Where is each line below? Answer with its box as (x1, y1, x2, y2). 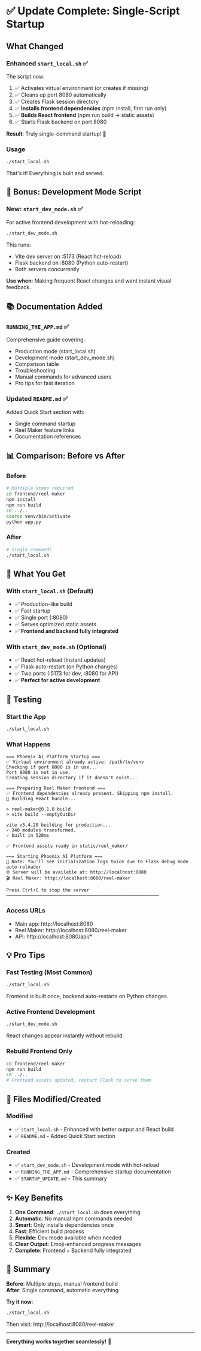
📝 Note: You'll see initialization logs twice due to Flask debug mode (6, 859, 188, 865)
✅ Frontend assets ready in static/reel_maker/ (6, 843, 129, 849)
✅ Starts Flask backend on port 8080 (14, 118, 107, 125)
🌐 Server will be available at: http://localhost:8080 (6, 869, 147, 875)
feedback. (6, 283, 31, 290)
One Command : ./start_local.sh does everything (14, 1208, 141, 1215)
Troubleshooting (14, 367, 56, 374)
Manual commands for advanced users (14, 373, 112, 380)
